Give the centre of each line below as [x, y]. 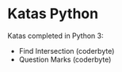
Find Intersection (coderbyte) [67, 51]
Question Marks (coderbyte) [65, 59]
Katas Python [53, 14]
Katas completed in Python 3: [55, 36]
